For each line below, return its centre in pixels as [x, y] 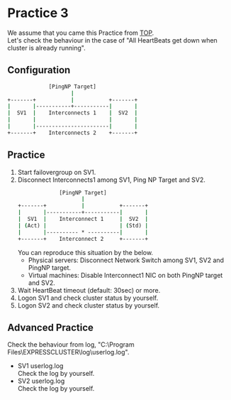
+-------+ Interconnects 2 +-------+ [73, 133]
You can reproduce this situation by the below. [85, 252]
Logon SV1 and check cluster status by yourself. [88, 298]
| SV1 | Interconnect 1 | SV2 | [83, 219]
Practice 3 [38, 13]
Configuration [39, 70]
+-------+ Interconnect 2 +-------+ [83, 239]
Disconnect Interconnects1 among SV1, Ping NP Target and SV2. [111, 180]
